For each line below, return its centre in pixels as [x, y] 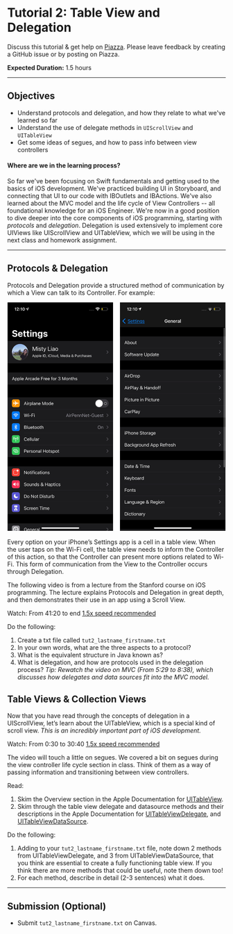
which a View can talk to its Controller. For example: [81, 293]
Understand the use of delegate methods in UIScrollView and [105, 127]
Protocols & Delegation [58, 269]
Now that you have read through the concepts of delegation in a [98, 716]
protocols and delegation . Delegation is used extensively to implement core [115, 225]
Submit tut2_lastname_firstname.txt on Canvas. [87, 923]
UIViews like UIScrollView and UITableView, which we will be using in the [111, 232]
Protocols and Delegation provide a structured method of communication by [116, 285]
